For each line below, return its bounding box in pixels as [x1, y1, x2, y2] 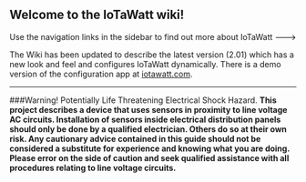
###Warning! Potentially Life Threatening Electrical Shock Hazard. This [9, 95, 277, 106]
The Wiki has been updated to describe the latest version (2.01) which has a [9, 49, 294, 60]
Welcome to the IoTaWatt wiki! [9, 7, 185, 23]
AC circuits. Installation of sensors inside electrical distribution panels [9, 114, 281, 125]
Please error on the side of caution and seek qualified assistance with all [9, 152, 290, 163]
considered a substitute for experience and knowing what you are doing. [9, 143, 290, 154]
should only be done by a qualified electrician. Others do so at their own [9, 123, 287, 135]
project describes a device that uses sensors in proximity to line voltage [9, 104, 288, 115]
